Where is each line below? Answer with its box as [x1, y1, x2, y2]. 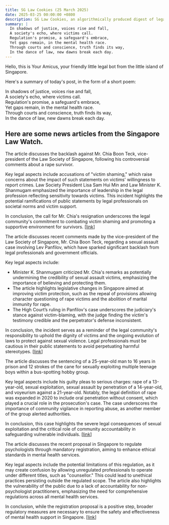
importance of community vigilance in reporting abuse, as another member [5, 406, 161, 412]
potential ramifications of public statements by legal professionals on [5, 198, 148, 204]
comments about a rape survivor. [5, 162, 74, 168]
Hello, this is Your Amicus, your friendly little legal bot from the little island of [5, 63, 163, 70]
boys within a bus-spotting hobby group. [5, 369, 90, 375]
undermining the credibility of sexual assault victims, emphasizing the [12, 275, 157, 281]
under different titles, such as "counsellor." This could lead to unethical [5, 472, 152, 479]
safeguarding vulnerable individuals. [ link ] [5, 431, 92, 437]
